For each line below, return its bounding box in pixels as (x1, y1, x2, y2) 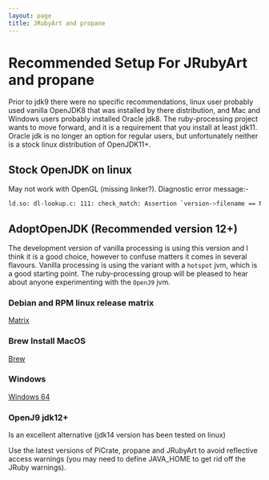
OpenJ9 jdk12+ (8, 412, 69, 423)
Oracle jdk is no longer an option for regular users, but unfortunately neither (8, 131, 259, 141)
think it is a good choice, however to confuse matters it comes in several (8, 252, 247, 261)
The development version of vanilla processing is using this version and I (8, 243, 249, 252)
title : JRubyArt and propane (8, 19, 106, 27)
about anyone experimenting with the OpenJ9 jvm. (8, 277, 171, 287)
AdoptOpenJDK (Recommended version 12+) (8, 222, 238, 236)
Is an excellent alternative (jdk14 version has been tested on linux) (8, 430, 227, 440)
